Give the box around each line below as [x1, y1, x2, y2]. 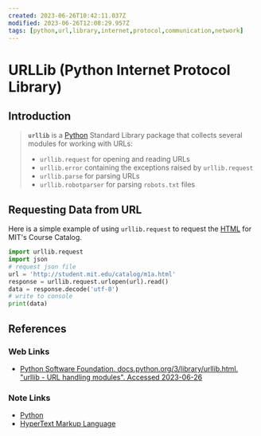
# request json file [8, 262, 77, 271]
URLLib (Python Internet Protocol [8, 61, 231, 79]
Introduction [8, 109, 72, 123]
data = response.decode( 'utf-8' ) [8, 285, 119, 293]
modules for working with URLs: [27, 139, 133, 148]
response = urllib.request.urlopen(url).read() [8, 277, 169, 285]
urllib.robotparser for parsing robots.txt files [39, 180, 196, 190]
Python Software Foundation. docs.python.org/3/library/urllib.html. [19, 363, 239, 373]
